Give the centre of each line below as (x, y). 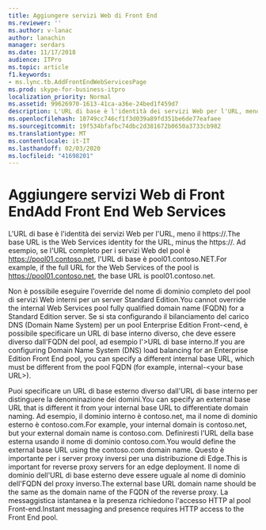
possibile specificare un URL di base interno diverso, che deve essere (122, 333)
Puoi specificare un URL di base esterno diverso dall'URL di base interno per (133, 391)
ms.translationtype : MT (47, 133)
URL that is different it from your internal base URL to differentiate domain (128, 408)
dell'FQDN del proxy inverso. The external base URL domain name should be (132, 484)
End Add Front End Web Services (117, 212)
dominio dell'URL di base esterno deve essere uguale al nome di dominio (127, 475)
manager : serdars (37, 45)
